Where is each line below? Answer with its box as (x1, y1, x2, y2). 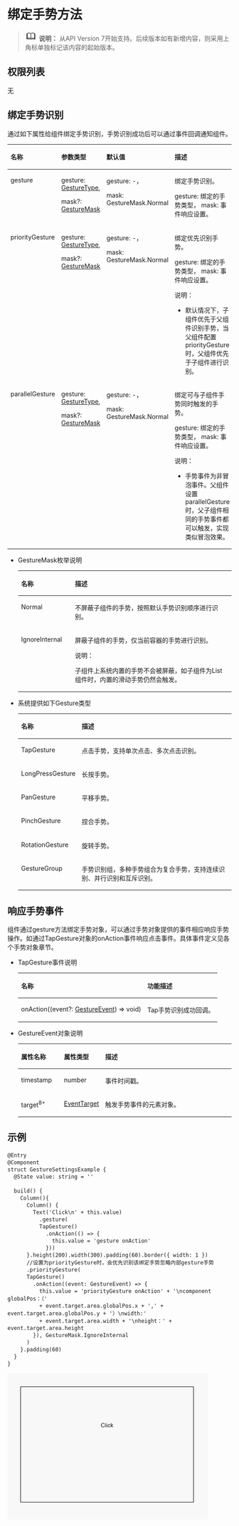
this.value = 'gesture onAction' (52, 1237, 152, 1244)
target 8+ (21, 1099, 46, 1109)
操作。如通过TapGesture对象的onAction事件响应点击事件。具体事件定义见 (7, 934, 224, 943)
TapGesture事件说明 (17, 958, 78, 966)
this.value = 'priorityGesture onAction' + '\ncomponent (38, 1287, 212, 1294)
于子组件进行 (184, 358, 223, 366)
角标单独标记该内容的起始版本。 (24, 43, 119, 51)
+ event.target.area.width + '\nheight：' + (38, 1317, 172, 1324)
